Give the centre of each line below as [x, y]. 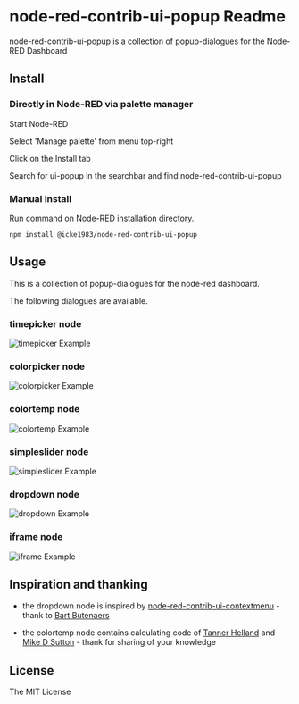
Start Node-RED [39, 123]
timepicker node [46, 323]
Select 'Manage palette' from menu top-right [91, 141]
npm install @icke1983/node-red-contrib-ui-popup [104, 234]
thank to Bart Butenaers [66, 616]
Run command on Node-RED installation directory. [102, 218]
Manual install [41, 198]
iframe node [36, 537]
